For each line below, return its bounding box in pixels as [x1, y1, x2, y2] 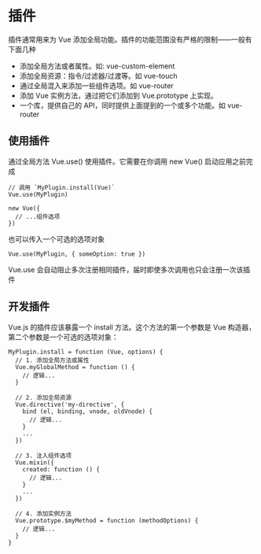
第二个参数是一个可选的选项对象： [8, 332, 119, 342]
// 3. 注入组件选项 [15, 452, 72, 460]
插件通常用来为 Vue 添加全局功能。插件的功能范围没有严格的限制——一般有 [8, 35, 252, 44]
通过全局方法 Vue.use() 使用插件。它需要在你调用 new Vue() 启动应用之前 [8, 157, 246, 166]
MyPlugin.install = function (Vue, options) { [8, 348, 164, 356]
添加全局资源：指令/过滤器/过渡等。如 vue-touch [19, 71, 178, 80]
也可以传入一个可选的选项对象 [8, 234, 105, 244]
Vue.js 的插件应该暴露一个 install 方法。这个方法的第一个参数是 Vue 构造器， [8, 322, 256, 331]
